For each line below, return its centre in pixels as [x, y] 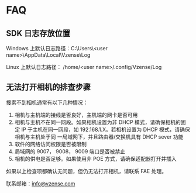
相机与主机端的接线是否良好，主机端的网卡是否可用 [76, 115]
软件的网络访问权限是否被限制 [50, 144]
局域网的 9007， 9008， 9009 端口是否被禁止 [70, 151]
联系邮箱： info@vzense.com [41, 183]
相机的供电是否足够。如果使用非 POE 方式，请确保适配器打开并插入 [95, 158]
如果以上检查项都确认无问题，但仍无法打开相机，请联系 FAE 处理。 [86, 171]
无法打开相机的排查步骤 [48, 87]
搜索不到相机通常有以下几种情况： [47, 102]
